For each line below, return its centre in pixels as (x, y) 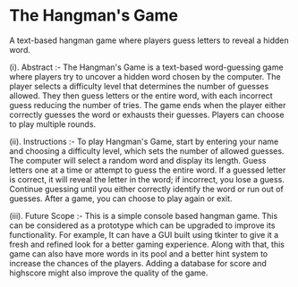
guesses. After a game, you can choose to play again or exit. (121, 198)
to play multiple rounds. (53, 124)
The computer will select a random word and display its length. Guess (138, 160)
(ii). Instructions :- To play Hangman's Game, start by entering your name (144, 141)
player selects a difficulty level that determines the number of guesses (139, 86)
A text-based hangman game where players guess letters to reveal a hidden (149, 40)
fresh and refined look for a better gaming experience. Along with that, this (147, 244)
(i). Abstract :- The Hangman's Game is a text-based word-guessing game (146, 67)
